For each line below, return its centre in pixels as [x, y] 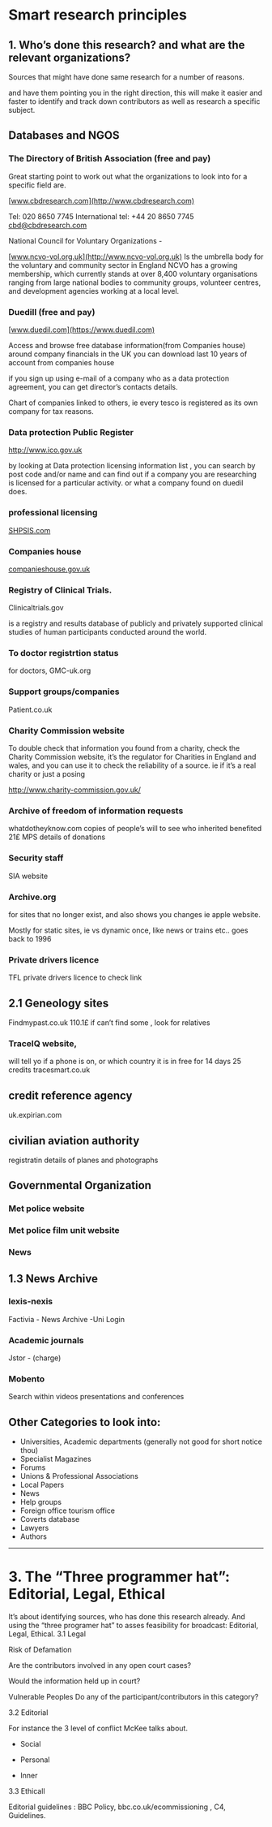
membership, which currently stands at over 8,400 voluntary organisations [133, 274]
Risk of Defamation [40, 1650]
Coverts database [50, 1519]
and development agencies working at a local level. [94, 291]
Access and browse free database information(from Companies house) [127, 345]
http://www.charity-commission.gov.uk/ [75, 790]
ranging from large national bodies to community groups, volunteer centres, [135, 282]
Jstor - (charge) [35, 1358]
